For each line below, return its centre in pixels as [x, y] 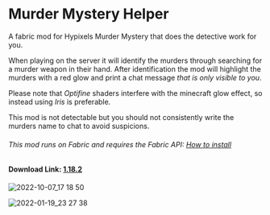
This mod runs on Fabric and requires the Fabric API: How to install [120, 144]
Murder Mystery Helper [89, 14]
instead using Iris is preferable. [60, 101]
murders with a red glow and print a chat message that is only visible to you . [135, 77]
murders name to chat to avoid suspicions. [79, 126]
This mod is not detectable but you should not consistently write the [121, 117]
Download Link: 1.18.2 [46, 169]
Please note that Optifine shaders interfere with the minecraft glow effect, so [135, 93]
